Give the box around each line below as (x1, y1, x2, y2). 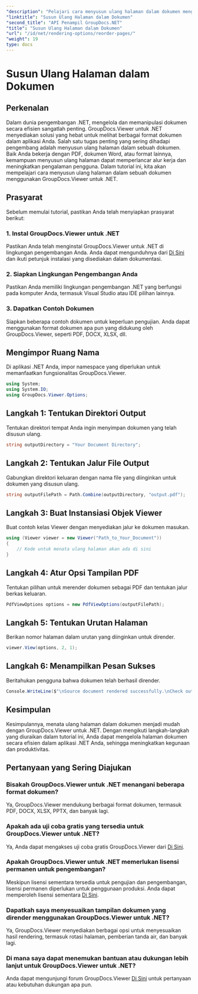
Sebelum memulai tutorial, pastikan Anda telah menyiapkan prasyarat (6, 208, 174, 215)
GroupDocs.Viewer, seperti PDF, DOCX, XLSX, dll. (6, 331, 127, 338)
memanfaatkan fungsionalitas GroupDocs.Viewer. (6, 370, 127, 377)
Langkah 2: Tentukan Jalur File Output (6, 458, 150, 468)
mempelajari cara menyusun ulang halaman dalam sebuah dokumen (6, 169, 172, 176)
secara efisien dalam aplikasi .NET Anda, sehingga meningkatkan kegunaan (6, 739, 190, 746)
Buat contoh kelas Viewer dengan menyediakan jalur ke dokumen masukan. (6, 524, 190, 531)
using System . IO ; (6, 387, 49, 393)
